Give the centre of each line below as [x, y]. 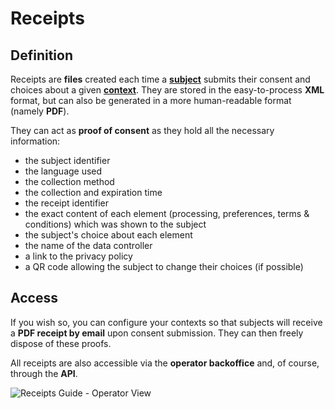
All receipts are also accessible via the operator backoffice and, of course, [165, 363]
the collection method [69, 181]
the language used [63, 171]
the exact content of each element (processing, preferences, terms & [167, 213]
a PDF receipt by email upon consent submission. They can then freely [157, 333]
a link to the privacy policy [78, 256]
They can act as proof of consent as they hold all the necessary [142, 130]
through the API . [44, 373]
